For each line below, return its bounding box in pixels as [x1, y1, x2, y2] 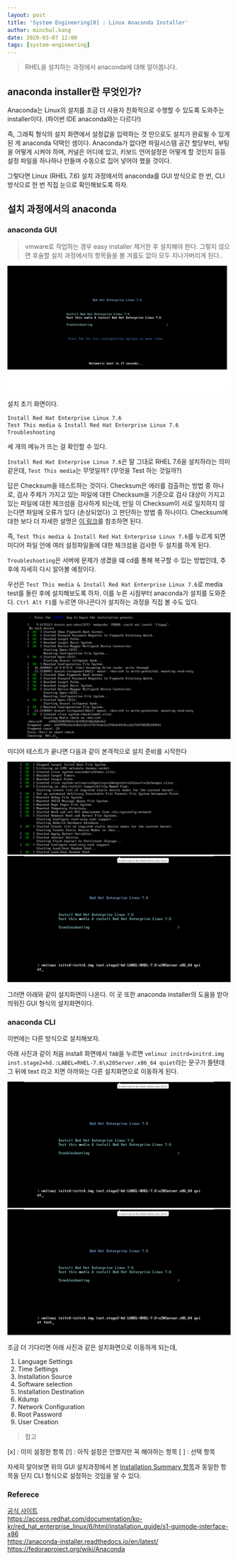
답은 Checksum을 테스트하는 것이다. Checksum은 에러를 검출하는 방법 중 [7, 481, 211, 490]
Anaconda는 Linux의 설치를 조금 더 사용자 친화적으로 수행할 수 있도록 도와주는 [7, 105, 225, 114]
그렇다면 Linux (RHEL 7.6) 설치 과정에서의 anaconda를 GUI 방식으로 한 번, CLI [7, 171, 225, 180]
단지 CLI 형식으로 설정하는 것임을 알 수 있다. [20, 1472, 142, 1480]
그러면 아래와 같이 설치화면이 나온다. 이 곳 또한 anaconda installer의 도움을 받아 [7, 990, 229, 998]
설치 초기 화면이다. [7, 400, 59, 408]
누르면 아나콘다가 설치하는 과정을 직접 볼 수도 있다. [59, 598, 199, 607]
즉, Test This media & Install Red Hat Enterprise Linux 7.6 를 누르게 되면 [7, 532, 226, 540]
